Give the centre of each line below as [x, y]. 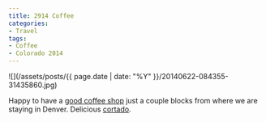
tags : [17, 38]
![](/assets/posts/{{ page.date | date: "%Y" [80, 76]
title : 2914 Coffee [41, 16]
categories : [28, 23]
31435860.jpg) [33, 85]
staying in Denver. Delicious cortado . [70, 109]
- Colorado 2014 [36, 53]
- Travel [23, 31]
